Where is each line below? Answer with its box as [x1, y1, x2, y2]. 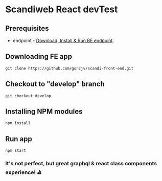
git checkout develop [5, 93, 52, 98]
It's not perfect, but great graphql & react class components [5, 160, 157, 167]
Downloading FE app [5, 52, 73, 61]
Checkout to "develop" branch [5, 80, 105, 88]
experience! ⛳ [5, 169, 42, 176]
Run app [5, 134, 32, 143]
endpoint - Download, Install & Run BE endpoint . [12, 37, 114, 43]
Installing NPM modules [5, 107, 83, 116]
